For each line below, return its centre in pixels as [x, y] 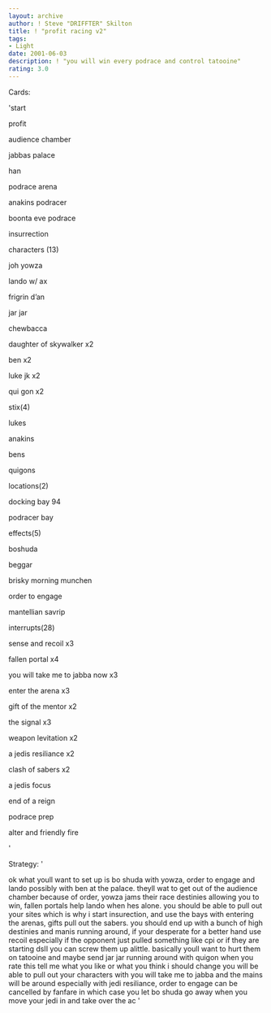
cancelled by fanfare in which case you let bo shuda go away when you [128, 992]
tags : [17, 39]
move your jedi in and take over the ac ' [74, 1000]
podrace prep [31, 816]
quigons [22, 470]
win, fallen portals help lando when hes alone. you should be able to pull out [135, 905]
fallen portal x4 [34, 659]
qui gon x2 [26, 391]
